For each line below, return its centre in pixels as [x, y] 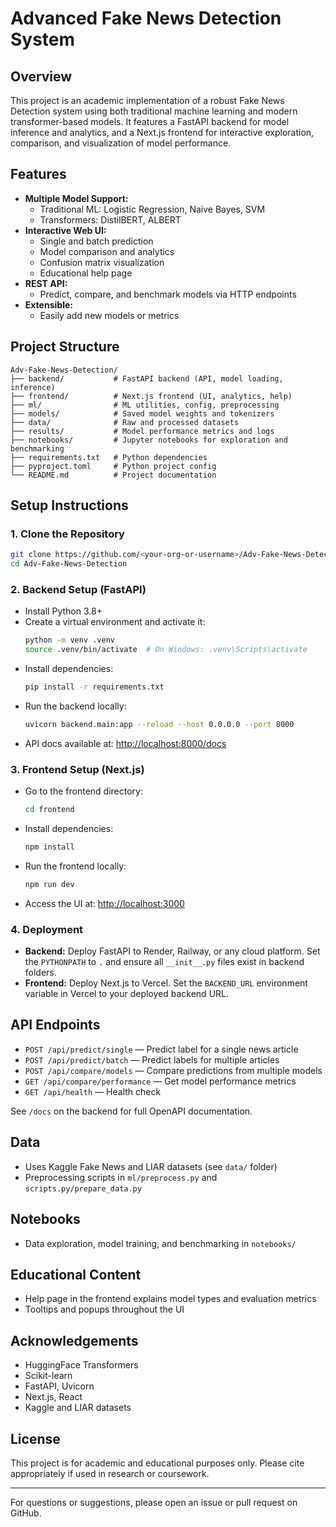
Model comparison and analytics [107, 251]
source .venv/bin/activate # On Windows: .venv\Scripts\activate [166, 650]
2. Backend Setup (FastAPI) [78, 589]
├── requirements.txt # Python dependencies [109, 457]
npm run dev [49, 884]
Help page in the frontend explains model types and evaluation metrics [170, 1299]
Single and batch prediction [96, 241]
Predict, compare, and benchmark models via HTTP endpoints [168, 294]
